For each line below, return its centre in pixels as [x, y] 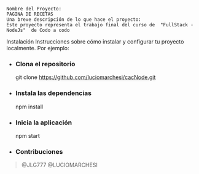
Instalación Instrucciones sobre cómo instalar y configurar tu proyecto [95, 42]
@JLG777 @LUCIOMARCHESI [60, 165]
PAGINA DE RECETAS [30, 14]
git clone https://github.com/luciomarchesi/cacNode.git [85, 77]
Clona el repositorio [45, 64]
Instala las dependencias [53, 93]
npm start [27, 135]
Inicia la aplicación [44, 123]
